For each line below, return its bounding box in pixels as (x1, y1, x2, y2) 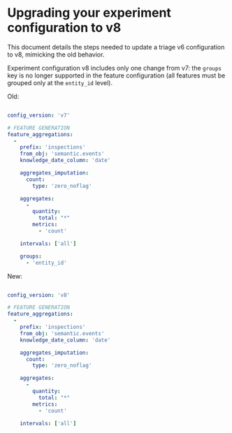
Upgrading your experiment (7, 5, 171, 21)
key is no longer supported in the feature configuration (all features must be (7, 71, 226, 80)
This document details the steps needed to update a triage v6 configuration (7, 43, 225, 51)
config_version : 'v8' (7, 291, 71, 298)
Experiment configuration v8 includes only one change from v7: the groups (7, 64, 222, 72)
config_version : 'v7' (7, 112, 71, 119)
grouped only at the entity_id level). (7, 78, 113, 87)
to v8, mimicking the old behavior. (7, 50, 105, 59)
